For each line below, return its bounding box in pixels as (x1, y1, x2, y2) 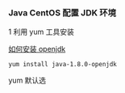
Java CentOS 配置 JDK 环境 (8, 6, 117, 18)
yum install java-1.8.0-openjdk (8, 61, 117, 69)
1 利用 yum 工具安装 (8, 27, 74, 37)
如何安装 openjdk (8, 44, 66, 54)
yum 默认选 (8, 75, 47, 86)
